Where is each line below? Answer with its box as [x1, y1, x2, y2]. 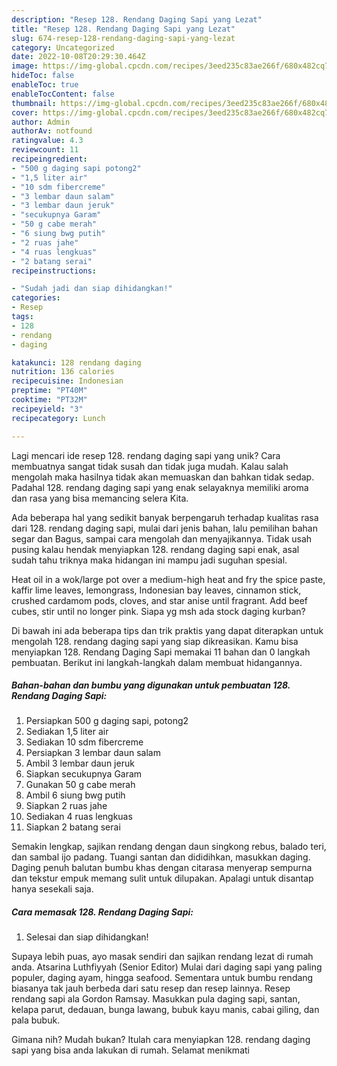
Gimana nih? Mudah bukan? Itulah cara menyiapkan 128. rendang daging [11, 1034, 311, 1046]
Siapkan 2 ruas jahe [25, 800, 108, 812]
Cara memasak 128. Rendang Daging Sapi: [11, 906, 194, 918]
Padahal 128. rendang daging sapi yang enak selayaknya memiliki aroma [11, 481, 309, 493]
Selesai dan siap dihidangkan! [25, 931, 149, 943]
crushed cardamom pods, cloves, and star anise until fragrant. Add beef [11, 594, 309, 606]
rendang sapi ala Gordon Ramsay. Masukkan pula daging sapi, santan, [11, 993, 301, 1005]
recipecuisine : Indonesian [11, 376, 124, 386]
